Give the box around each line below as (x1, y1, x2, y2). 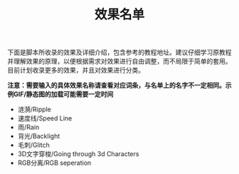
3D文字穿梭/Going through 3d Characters (17, 150, 139, 158)
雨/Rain (17, 123, 40, 132)
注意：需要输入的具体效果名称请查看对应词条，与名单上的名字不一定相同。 (7, 81, 225, 90)
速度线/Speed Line (17, 114, 73, 123)
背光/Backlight (17, 132, 60, 140)
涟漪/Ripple (17, 105, 51, 114)
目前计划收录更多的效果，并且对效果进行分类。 (7, 66, 144, 75)
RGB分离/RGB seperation (17, 158, 92, 168)
